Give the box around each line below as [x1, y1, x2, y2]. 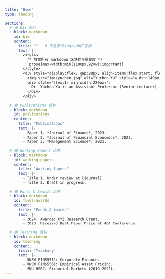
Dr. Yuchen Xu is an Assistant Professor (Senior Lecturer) [31, 84, 157, 89]
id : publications [14, 112, 50, 117]
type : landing [5, 12, 34, 17]
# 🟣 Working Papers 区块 [9, 148, 60, 153]
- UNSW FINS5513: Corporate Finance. [23, 257, 100, 262]
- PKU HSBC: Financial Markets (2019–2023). [23, 266, 115, 272]
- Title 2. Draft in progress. [23, 180, 87, 185]
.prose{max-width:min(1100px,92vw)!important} [27, 62, 124, 67]
